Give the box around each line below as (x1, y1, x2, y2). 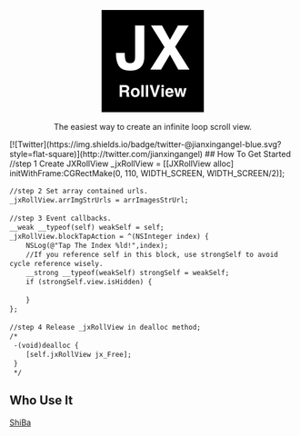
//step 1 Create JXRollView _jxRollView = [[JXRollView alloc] (9, 158, 235, 169)
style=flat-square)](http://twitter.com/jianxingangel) (9, 149, 203, 159)
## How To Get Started (204, 149, 292, 159)
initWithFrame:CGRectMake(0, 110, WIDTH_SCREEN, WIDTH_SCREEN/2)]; (9, 168, 285, 178)
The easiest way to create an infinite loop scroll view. (53, 122, 253, 132)
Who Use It (9, 392, 74, 409)
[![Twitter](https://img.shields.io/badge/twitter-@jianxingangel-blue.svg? (9, 139, 282, 150)
